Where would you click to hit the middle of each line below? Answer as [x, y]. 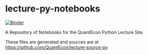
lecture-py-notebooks [53, 9]
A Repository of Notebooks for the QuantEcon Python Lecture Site [74, 32]
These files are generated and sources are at [52, 42]
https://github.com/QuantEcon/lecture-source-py [57, 47]
